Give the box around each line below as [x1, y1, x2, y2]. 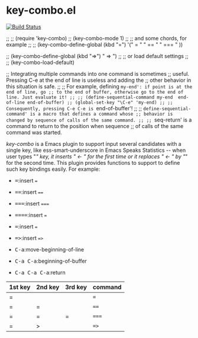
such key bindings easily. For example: [6, 165, 100, 173]
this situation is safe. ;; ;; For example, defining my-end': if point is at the [6, 82, 193, 90]
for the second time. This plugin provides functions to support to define [6, 159, 180, 166]
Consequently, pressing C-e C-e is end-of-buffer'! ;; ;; [6, 104, 142, 111]
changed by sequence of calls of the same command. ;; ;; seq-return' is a [6, 116, 192, 123]
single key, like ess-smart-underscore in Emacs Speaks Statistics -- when [6, 146, 186, 154]
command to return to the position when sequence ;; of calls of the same [6, 122, 184, 129]
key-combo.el [6, 4, 76, 17]
